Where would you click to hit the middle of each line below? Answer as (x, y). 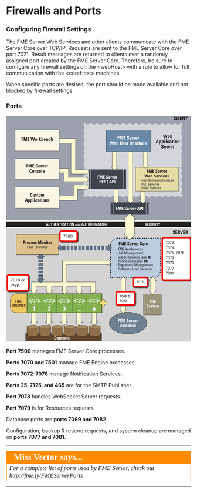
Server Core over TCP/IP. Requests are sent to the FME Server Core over (94, 48)
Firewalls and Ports (54, 11)
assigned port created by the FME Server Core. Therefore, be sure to (89, 61)
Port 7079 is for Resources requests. (51, 408)
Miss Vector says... (48, 457)
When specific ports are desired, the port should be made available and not (97, 85)
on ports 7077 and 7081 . (36, 437)
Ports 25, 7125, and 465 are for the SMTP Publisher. (69, 385)
